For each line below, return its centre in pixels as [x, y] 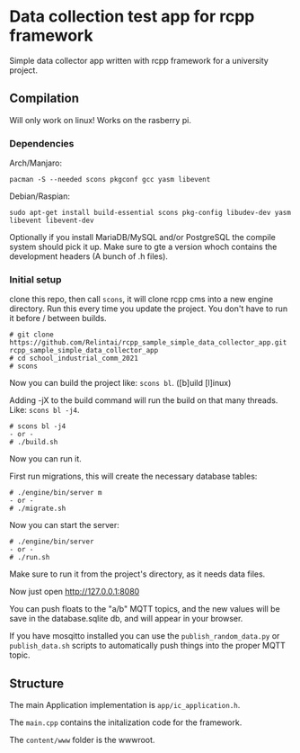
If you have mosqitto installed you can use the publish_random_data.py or [145, 636]
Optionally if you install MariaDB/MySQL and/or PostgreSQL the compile [142, 238]
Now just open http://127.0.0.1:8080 [75, 592]
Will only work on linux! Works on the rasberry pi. [100, 120]
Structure [37, 683]
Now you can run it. [46, 459]
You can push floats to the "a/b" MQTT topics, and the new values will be [145, 609]
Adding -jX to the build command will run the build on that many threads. [144, 400]
